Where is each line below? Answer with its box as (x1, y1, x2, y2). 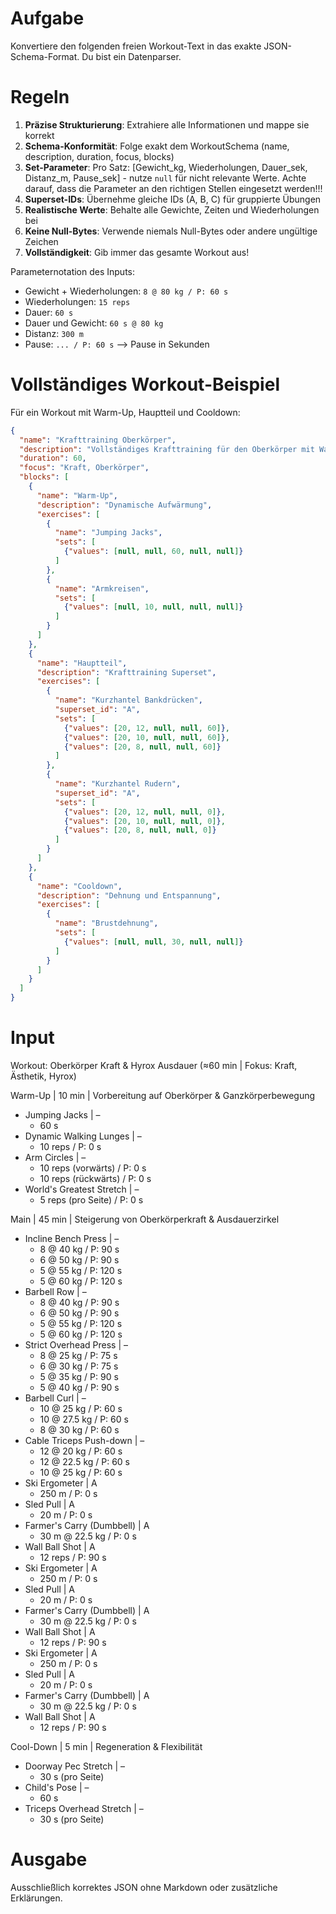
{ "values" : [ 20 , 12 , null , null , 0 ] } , (63, 807, 226, 817)
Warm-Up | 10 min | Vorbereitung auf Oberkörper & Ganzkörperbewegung (10, 1090, 316, 1101)
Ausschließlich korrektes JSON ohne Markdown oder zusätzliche (10, 1881, 278, 1893)
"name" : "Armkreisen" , (54, 583, 150, 594)
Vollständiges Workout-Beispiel (10, 373, 280, 396)
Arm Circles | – (24, 1152, 87, 1163)
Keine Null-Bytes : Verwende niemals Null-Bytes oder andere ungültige (24, 225, 318, 237)
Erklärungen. (10, 1892, 63, 1904)
